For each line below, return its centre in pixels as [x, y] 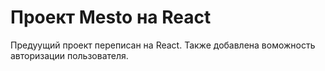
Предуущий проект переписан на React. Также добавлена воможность [163, 45]
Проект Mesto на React [111, 17]
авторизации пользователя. [69, 55]
